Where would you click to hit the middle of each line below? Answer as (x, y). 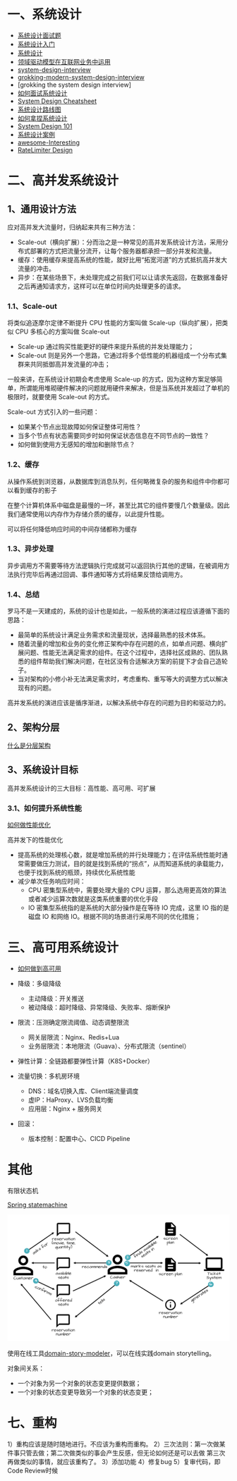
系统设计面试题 (39, 35)
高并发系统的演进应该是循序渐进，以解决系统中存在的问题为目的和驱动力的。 (119, 703)
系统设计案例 (36, 134)
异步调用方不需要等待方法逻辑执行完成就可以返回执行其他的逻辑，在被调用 (115, 566)
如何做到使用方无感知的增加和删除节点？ (76, 444)
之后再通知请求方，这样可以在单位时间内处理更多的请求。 (101, 286)
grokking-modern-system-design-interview (81, 77)
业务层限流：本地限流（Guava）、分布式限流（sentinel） (109, 1046)
